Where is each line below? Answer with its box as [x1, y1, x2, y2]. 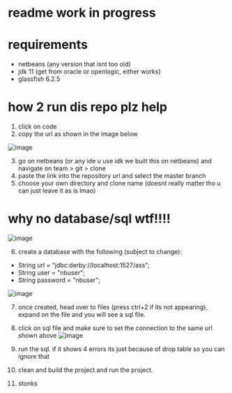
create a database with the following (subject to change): [17, 248, 183, 255]
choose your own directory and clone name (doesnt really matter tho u [17, 179, 222, 188]
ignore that [17, 353, 49, 360]
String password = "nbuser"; [17, 276, 100, 284]
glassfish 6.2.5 [17, 75, 61, 83]
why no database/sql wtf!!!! [8, 211, 171, 227]
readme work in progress [8, 5, 156, 21]
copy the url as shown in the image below [17, 130, 138, 138]
